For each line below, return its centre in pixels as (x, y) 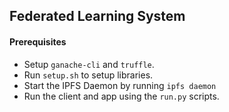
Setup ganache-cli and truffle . (89, 64)
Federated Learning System (97, 16)
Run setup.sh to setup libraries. (88, 75)
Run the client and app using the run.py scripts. (121, 96)
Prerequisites (38, 41)
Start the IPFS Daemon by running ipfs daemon (120, 85)
